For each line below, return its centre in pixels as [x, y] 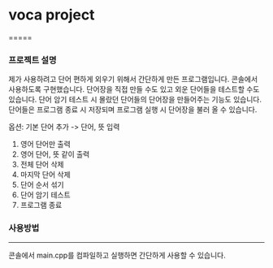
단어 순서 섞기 [42, 185]
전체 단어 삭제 [42, 165]
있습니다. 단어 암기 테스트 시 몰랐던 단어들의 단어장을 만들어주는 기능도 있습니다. [135, 100]
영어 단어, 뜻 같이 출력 [55, 154]
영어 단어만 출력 [45, 145]
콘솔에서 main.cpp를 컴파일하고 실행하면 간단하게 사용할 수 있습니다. [117, 255]
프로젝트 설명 [32, 60]
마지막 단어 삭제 [45, 175]
